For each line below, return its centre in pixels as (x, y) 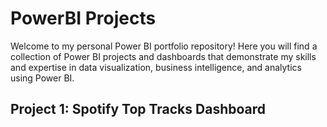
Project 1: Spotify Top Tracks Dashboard (138, 109)
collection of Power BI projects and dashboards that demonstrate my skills (163, 56)
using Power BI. (42, 78)
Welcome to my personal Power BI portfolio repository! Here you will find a (164, 46)
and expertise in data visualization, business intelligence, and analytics (156, 67)
